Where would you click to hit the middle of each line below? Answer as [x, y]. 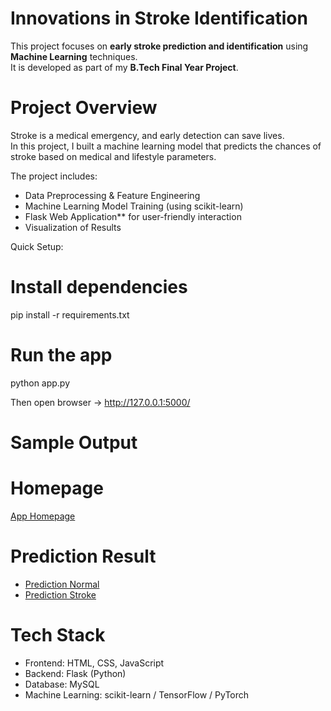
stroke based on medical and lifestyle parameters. [113, 156]
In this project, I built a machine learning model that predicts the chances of [166, 146]
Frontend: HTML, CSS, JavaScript [94, 663]
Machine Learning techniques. [74, 56]
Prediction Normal [62, 584]
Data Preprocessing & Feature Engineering [112, 195]
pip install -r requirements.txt [70, 314]
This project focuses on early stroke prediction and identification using [159, 46]
